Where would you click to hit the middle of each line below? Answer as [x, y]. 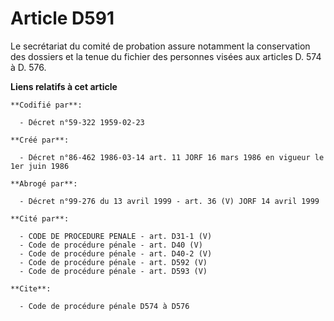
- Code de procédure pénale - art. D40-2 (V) [116, 253]
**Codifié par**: [46, 105]
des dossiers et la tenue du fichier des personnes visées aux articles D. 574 [166, 56]
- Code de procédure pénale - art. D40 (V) [111, 245]
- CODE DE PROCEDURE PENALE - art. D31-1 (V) [116, 236]
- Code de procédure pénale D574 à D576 [104, 306]
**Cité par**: [40, 218]
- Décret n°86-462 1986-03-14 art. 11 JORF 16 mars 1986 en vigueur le [172, 157]
